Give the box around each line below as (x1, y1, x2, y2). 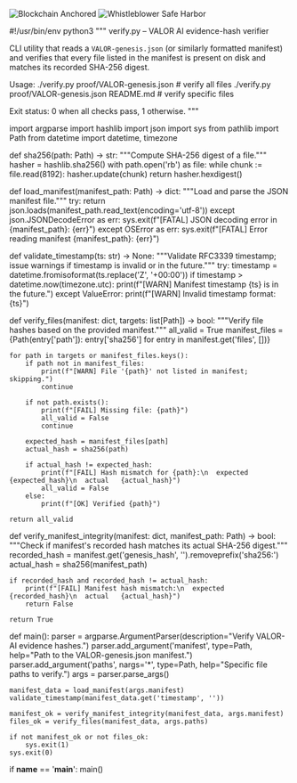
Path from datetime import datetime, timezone (9, 133, 178, 143)
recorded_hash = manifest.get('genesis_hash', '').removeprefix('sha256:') (9, 550, 279, 560)
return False (25, 599, 74, 608)
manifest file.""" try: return (9, 196, 106, 206)
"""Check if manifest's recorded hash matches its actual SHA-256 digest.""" (9, 540, 288, 551)
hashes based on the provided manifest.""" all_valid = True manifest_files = (9, 325, 284, 335)
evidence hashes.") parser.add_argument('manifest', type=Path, (19, 640, 253, 650)
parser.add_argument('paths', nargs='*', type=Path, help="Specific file (9, 659, 269, 670)
